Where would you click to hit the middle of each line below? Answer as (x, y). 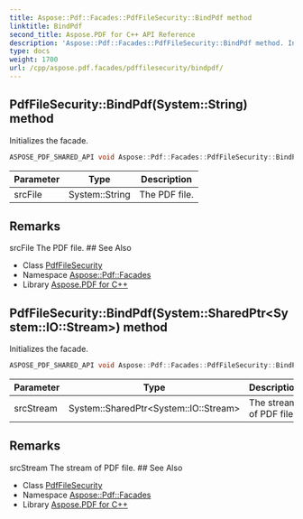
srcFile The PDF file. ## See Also (71, 248)
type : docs (30, 51)
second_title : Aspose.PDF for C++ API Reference (102, 34)
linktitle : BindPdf (46, 26)
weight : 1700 (34, 60)
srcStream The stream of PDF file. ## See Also (96, 468)
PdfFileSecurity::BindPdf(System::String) (129, 105)
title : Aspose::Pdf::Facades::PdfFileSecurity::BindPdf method (131, 18)
